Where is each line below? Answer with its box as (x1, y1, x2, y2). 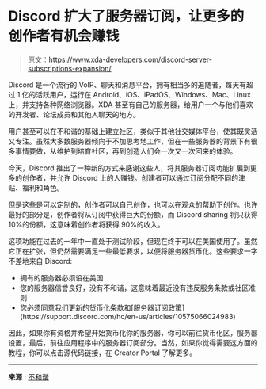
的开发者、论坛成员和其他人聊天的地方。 (8, 109, 140, 119)
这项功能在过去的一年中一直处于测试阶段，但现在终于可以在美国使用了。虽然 (8, 236, 258, 246)
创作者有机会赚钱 (8, 27, 120, 45)
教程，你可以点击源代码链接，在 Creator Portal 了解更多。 (8, 348, 196, 357)
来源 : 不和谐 (8, 372, 49, 381)
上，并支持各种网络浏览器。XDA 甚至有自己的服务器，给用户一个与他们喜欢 (8, 100, 253, 109)
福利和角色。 (21, 183, 64, 193)
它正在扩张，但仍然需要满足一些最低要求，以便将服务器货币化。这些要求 (8, 246, 244, 256)
